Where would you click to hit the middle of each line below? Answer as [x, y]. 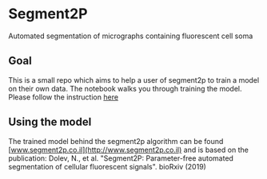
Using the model [50, 122]
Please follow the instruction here [63, 97]
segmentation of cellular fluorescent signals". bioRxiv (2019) [107, 166]
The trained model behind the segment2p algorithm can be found [116, 141]
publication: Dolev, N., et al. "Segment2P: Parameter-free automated [121, 158]
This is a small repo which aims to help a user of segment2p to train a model [134, 80]
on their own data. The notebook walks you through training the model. [125, 88]
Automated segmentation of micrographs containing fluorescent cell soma [131, 36]
